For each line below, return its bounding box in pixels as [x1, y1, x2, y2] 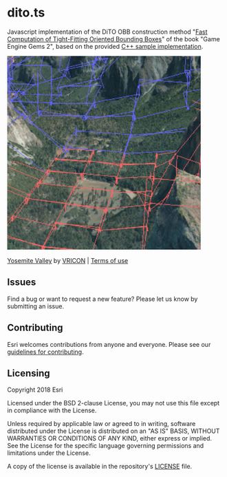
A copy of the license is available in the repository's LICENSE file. [7, 463, 193, 471]
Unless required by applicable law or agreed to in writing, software [7, 420, 196, 428]
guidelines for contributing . [7, 348, 84, 356]
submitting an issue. [7, 301, 64, 310]
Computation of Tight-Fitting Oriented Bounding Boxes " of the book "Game [7, 34, 220, 43]
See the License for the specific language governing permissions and [7, 442, 204, 450]
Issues [7, 277, 36, 288]
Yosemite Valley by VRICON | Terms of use [7, 256, 129, 264]
